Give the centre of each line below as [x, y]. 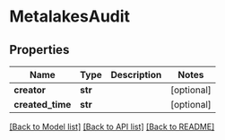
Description [136, 75]
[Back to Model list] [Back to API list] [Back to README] [112, 127]
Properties [39, 50]
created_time [43, 105]
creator [30, 90]
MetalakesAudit [70, 17]
